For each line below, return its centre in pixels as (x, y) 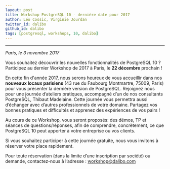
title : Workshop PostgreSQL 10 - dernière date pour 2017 (68, 15)
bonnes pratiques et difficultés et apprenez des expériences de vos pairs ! (83, 110)
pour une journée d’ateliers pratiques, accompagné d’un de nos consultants (84, 94)
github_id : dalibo (25, 29)
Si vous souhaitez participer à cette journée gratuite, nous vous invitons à (82, 141)
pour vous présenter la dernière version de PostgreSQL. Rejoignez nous (80, 89)
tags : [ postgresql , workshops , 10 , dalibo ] (52, 33)
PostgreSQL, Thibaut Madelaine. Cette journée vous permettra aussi (76, 99)
